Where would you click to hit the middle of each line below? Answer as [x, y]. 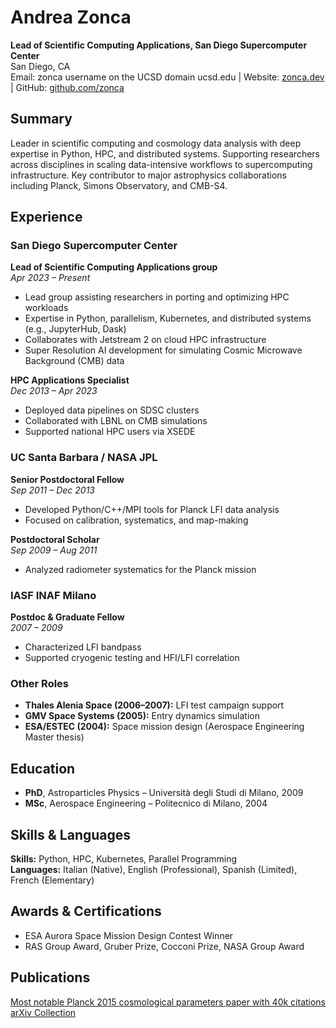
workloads [46, 308]
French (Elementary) [52, 880]
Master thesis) [54, 737]
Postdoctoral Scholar [55, 539]
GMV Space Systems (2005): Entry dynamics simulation [142, 716]
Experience [46, 217]
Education [43, 768]
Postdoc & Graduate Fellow [67, 617]
